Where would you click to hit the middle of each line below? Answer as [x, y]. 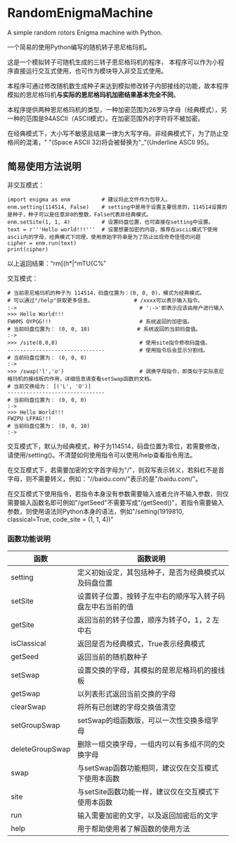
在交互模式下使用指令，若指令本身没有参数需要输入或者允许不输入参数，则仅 [118, 493]
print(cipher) [28, 249]
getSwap [26, 694]
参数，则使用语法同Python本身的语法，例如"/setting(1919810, [96, 511]
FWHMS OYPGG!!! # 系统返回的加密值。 [100, 321]
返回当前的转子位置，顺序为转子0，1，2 [144, 620]
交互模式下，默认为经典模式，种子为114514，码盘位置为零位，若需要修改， [115, 446]
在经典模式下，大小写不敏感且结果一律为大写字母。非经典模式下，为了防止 [115, 133]
